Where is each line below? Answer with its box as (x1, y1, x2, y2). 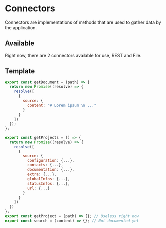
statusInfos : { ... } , (27, 181, 70, 186)
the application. (5, 24, 37, 30)
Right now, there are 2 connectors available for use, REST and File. (5, 52, 142, 58)
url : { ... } (27, 186, 50, 191)
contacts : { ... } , (27, 162, 64, 168)
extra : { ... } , (27, 172, 57, 177)
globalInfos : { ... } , (27, 177, 70, 182)
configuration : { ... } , (27, 158, 75, 163)
